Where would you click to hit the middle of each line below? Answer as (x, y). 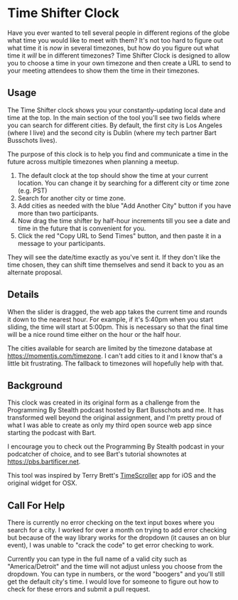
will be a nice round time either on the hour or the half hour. (94, 334)
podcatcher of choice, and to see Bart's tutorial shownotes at (97, 454)
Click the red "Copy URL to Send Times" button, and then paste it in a (119, 235)
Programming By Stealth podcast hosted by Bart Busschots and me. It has (116, 410)
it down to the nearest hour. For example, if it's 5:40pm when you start (110, 319)
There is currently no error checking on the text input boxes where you (111, 523)
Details (23, 295)
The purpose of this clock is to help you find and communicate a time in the (118, 154)
